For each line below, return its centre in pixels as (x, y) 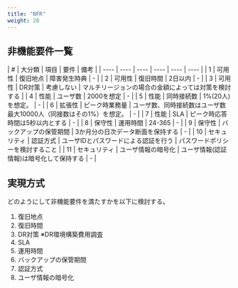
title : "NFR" (27, 14)
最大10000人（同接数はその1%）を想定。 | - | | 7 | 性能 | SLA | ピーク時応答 (117, 114)
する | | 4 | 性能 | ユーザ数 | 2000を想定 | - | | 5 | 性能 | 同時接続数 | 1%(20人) (119, 96)
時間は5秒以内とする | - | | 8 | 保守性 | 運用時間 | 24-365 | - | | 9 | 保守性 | (114, 123)
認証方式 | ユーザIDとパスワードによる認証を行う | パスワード (120, 141)
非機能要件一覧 (40, 51)
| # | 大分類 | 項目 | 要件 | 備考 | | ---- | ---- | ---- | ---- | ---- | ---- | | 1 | (111, 70)
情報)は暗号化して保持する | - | (52, 159)
